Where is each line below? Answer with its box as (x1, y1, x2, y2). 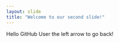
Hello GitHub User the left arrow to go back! (6, 30, 114, 37)
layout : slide (6, 8, 42, 15)
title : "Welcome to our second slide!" (6, 14, 105, 20)
